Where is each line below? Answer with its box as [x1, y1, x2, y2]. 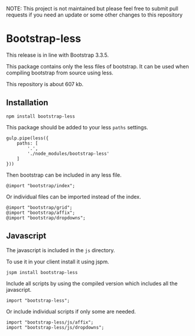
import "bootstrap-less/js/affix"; [6, 319, 94, 325]
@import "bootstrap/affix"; [6, 210, 76, 216]
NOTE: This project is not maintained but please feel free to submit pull [6, 5, 178, 12]
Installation [6, 97, 48, 108]
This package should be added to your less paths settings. [6, 123, 149, 131]
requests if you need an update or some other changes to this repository [6, 11, 183, 18]
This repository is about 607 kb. [6, 80, 84, 87]
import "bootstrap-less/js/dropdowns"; [6, 324, 105, 330]
